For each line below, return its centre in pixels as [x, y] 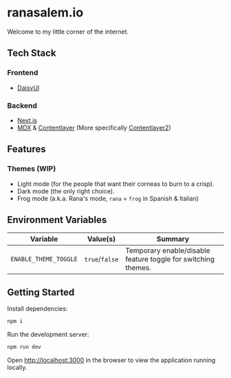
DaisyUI [28, 88]
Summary [173, 239]
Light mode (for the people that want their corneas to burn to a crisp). [115, 184]
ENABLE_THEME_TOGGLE [44, 259]
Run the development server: [48, 335]
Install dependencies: [37, 309]
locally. [17, 367]
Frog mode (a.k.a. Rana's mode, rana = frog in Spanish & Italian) [108, 198]
